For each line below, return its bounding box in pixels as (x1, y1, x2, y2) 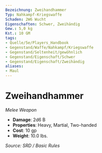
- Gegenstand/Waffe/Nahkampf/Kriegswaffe (5, 45, 94, 50)
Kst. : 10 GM (5, 31, 30, 36)
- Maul (5, 69, 19, 74)
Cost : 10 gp (12, 127, 37, 133)
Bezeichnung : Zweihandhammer (5, 7, 67, 13)
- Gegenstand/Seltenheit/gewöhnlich (5, 49, 82, 55)
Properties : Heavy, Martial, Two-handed (12, 122, 97, 128)
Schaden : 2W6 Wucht (5, 17, 46, 22)
